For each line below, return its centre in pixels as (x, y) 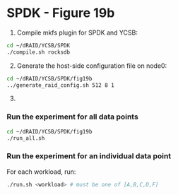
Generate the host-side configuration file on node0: (92, 66)
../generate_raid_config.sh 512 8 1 (60, 85)
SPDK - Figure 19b (61, 13)
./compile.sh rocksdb (38, 52)
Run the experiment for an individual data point (89, 156)
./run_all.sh (26, 138)
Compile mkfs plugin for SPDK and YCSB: (77, 32)
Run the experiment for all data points (72, 117)
